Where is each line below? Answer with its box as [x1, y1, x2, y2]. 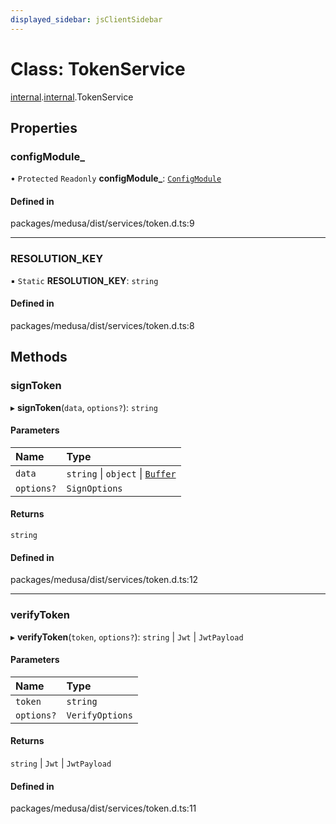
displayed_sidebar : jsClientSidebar [10, 14, 163, 25]
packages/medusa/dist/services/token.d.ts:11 [10, 802, 197, 815]
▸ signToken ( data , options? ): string [10, 401, 158, 413]
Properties [10, 119, 78, 136]
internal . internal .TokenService [10, 91, 134, 103]
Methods [10, 349, 68, 366]
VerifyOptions [66, 709, 133, 721]
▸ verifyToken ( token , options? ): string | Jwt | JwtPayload [10, 631, 244, 643]
